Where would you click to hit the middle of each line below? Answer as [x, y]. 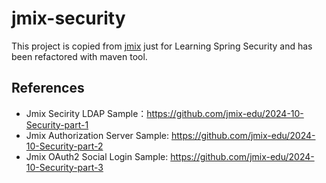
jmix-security [68, 18]
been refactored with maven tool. [79, 56]
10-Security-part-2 [64, 146]
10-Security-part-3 [64, 167]
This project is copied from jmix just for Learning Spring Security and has [162, 46]
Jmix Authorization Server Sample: [97, 135]
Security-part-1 [57, 124]
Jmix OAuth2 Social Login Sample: [97, 156]
